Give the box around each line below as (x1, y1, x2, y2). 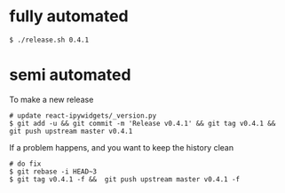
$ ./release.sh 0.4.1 (9, 35, 90, 44)
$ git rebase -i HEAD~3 (9, 166, 98, 176)
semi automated (9, 65, 131, 85)
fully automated (9, 6, 129, 27)
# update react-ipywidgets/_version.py (9, 111, 157, 120)
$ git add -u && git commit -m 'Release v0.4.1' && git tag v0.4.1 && (9, 119, 276, 127)
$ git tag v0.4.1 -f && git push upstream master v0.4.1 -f (9, 174, 241, 183)
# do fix (9, 159, 42, 168)
